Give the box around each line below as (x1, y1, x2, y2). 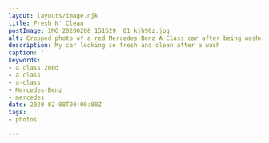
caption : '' (8, 49, 48, 57)
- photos (8, 116, 38, 124)
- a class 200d (8, 64, 59, 72)
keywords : (8, 57, 42, 65)
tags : (8, 109, 26, 117)
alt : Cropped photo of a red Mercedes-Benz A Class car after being (8, 34, 242, 42)
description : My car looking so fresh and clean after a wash (8, 42, 220, 50)
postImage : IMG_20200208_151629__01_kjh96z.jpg (8, 26, 171, 34)
